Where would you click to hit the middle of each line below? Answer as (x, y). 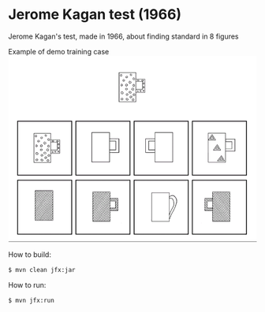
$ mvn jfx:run (32, 301)
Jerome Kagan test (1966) (95, 15)
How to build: (30, 254)
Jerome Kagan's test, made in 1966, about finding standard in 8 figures (123, 36)
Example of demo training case (59, 51)
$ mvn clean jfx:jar (42, 270)
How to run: (27, 285)
